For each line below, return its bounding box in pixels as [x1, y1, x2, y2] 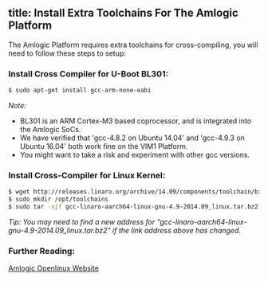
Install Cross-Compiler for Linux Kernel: [8, 170, 166, 181]
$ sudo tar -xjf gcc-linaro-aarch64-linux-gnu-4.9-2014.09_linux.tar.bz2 [8, 203, 259, 211]
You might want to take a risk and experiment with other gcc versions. [19, 150, 250, 159]
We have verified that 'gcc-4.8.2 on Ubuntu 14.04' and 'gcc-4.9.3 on [19, 133, 246, 142]
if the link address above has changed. [112, 225, 242, 235]
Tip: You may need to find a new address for [8, 217, 156, 226]
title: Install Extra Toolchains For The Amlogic [8, 6, 239, 20]
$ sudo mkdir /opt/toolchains [8, 195, 109, 204]
